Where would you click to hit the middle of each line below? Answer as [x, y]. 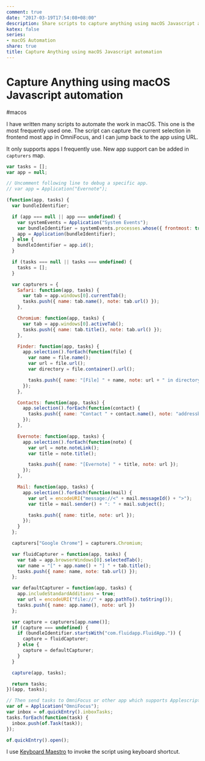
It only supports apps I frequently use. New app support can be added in [98, 149]
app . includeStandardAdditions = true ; [67, 594]
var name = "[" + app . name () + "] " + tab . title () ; [84, 566]
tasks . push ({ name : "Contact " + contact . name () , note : [101, 414]
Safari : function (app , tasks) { [58, 290]
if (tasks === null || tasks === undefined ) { [72, 262]
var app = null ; [27, 172]
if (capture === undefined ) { [50, 628]
